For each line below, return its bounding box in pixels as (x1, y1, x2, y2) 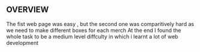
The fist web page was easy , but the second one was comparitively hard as (6, 20, 195, 27)
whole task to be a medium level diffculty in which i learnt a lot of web (6, 32, 178, 40)
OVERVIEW (6, 5, 49, 15)
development (6, 39, 39, 46)
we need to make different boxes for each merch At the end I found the (6, 27, 181, 34)
